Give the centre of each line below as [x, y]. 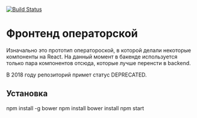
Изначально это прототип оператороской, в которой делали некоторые [99, 50]
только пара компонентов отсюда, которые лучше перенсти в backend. [98, 63]
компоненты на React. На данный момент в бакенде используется [92, 57]
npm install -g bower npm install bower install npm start [75, 108]
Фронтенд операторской [72, 34]
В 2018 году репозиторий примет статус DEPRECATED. [77, 75]
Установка [27, 94]
